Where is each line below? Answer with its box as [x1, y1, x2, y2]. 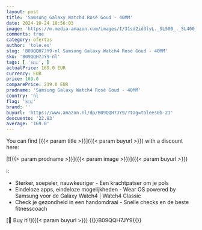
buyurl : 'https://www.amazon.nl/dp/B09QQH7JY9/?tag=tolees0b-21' [6, 110, 173, 116]
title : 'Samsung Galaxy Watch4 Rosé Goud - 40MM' [6, 14, 133, 20]
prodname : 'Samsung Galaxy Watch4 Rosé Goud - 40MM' [6, 87, 141, 93]
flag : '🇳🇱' [6, 98, 36, 104]
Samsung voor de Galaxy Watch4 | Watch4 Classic [14, 192, 141, 199]
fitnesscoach [14, 205, 47, 213]
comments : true [6, 31, 44, 37]
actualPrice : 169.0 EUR [6, 64, 66, 71]
